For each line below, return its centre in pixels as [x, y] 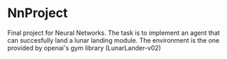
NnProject [38, 13]
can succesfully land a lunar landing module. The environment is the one [113, 40]
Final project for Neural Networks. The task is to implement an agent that [113, 33]
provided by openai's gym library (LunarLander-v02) [84, 48]
